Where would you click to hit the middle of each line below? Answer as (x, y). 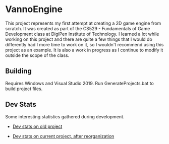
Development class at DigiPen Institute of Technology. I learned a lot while (82, 34)
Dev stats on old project (37, 126)
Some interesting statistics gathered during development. (65, 116)
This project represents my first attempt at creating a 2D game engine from (83, 23)
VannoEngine (34, 9)
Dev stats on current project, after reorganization (63, 136)
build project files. (24, 89)
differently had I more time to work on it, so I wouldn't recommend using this (84, 44)
